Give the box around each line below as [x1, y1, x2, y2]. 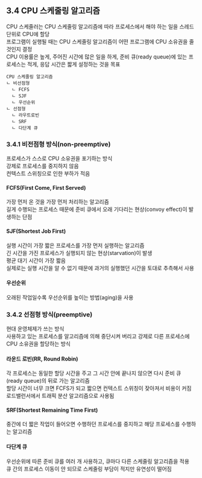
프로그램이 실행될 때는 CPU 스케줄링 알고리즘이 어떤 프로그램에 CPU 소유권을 [6, 38, 188, 45]
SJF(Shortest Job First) [6, 227, 66, 234]
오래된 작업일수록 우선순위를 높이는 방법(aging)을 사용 [6, 294, 134, 301]
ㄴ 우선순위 [11, 99, 36, 105]
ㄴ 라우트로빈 [11, 112, 40, 118]
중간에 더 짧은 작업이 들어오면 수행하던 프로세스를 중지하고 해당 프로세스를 [6, 421, 180, 428]
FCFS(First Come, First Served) [6, 184, 86, 191]
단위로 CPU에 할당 [6, 30, 50, 37]
